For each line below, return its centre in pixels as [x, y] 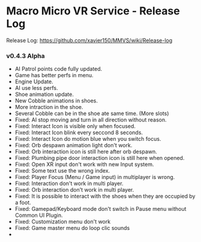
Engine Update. [34, 81]
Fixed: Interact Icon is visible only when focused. [75, 126]
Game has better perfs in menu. [54, 75]
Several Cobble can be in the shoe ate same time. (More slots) [92, 114]
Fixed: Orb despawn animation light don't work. [73, 146]
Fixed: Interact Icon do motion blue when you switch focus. [88, 139]
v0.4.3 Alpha [25, 56]
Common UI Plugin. [39, 215]
